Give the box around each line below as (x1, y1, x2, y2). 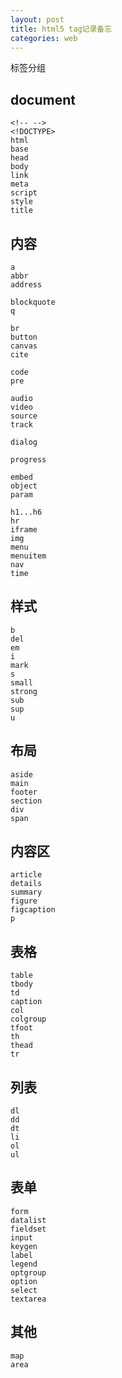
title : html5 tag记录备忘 (10, 24, 113, 34)
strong (10, 686, 38, 696)
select (10, 1285, 38, 1295)
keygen (10, 1241, 38, 1251)
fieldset (10, 1224, 47, 1234)
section (10, 796, 43, 806)
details (10, 879, 43, 889)
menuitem (10, 551, 47, 561)
